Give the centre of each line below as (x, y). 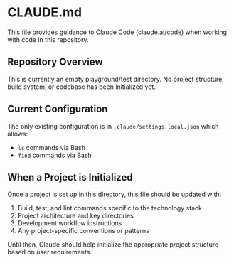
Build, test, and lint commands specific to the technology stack (110, 208)
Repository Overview (55, 62)
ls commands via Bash (51, 147)
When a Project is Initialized (70, 177)
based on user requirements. (50, 252)
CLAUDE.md (45, 12)
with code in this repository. (48, 39)
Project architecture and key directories (75, 216)
